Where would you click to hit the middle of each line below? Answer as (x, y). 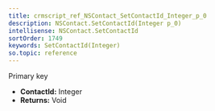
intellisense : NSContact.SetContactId (73, 31)
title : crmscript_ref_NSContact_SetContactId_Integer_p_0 (107, 16)
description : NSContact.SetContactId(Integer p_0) (95, 23)
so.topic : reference (43, 53)
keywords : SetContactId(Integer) (64, 46)
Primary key (28, 76)
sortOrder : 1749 (35, 38)
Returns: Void (43, 100)
